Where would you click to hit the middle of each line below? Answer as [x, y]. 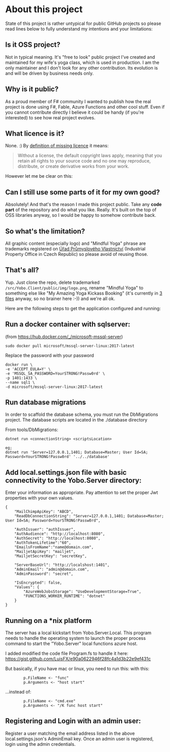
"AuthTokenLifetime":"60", [43, 543]
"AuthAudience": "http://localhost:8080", [60, 534]
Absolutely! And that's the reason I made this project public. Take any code [83, 205]
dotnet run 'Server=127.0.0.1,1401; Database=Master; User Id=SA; [77, 452]
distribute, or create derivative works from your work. [73, 167]
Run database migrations [46, 402]
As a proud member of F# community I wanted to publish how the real [78, 101]
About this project [44, 9]
